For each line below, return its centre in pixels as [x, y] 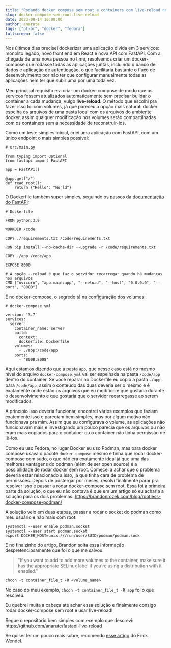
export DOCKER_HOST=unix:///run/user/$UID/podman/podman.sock [73, 536]
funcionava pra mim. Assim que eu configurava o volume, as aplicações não [85, 422]
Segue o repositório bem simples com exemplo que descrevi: [69, 620]
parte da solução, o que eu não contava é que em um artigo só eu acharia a [85, 491]
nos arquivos [19, 278]
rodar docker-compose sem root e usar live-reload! [59, 610]
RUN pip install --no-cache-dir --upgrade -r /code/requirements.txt [81, 247]
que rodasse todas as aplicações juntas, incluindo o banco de [91, 64]
